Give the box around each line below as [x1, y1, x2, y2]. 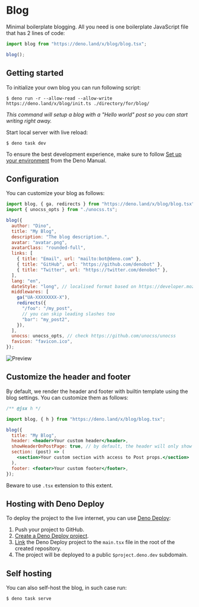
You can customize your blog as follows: [6, 190, 105, 197]
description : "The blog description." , [11, 234, 110, 240]
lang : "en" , [11, 278, 41, 284]
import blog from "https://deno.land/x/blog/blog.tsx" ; [6, 41, 147, 47]
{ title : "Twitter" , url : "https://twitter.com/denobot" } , [17, 267, 168, 273]
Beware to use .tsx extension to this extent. [6, 481, 114, 489]
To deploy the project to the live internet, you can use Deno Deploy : [6, 515, 171, 522]
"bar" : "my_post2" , [21, 317, 70, 322]
